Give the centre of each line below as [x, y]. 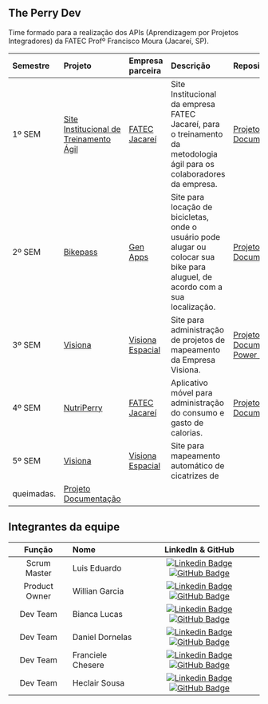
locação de [192, 207]
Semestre [31, 66]
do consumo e [198, 412]
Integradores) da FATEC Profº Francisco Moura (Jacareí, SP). [108, 41]
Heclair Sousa [99, 682]
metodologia [194, 153]
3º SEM [27, 344]
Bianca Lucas [98, 614]
